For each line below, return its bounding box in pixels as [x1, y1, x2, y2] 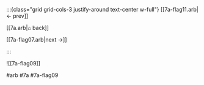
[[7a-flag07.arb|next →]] [6, 36, 67, 43]
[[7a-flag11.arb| [160, 6, 199, 13]
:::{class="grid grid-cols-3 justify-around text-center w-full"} [6, 6, 159, 13]
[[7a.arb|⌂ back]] [6, 24, 49, 31]
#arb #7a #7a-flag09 [6, 72, 59, 79]
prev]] [13, 12, 29, 20]
